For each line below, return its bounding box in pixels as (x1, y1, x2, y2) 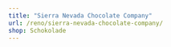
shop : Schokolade (8, 26, 67, 34)
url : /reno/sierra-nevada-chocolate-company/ (8, 19, 163, 27)
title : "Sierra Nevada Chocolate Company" (8, 11, 153, 20)
